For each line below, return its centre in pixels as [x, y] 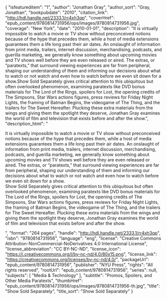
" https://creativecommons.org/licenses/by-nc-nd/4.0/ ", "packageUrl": [77, 259]
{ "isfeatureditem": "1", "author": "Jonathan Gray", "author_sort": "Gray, [78, 7]
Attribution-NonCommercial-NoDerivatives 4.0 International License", [77, 243]
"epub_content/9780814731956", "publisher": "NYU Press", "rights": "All [79, 265]
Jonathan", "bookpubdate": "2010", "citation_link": [57, 12]
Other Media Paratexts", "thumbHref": [44, 281]
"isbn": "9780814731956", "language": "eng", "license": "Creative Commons [83, 238]
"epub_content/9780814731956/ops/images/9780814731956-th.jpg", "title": [83, 286]
